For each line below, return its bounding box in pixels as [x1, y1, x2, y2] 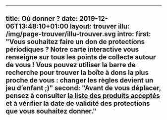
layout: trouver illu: [69, 22, 130, 31]
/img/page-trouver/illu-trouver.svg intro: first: [5, 30, 151, 39]
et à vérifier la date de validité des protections [5, 99, 150, 108]
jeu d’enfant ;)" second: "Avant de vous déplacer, [5, 84, 162, 92]
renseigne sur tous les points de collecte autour [5, 53, 156, 62]
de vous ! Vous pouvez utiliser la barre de [5, 61, 136, 69]
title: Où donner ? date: [5, 14, 78, 23]
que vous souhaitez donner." [5, 107, 97, 116]
